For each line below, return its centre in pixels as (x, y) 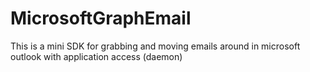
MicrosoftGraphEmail (101, 18)
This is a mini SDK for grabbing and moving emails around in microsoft (155, 46)
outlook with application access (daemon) (96, 56)
